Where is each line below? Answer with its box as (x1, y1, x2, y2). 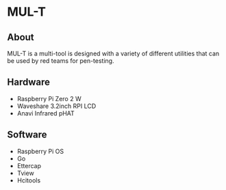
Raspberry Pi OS (16, 147, 64, 155)
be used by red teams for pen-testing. (7, 57, 114, 65)
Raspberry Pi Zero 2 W (16, 94, 81, 103)
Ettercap (16, 161, 42, 169)
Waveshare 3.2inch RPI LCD (16, 102, 97, 110)
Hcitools (16, 176, 41, 185)
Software (7, 129, 47, 141)
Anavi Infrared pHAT (16, 109, 75, 117)
